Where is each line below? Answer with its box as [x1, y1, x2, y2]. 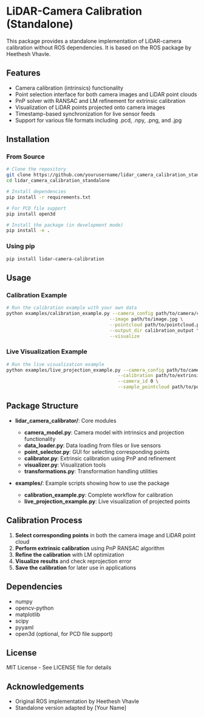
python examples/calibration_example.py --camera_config [6, 311, 154, 317]
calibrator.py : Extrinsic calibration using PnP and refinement [24, 454, 176, 462]
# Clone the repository [6, 166, 67, 172]
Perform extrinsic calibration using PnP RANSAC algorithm [15, 544, 165, 552]
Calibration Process [6, 515, 83, 526]
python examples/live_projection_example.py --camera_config [6, 367, 165, 373]
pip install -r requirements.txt [6, 194, 91, 200]
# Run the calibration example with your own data [6, 305, 137, 311]
